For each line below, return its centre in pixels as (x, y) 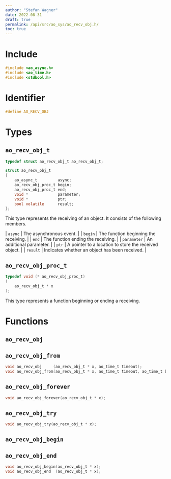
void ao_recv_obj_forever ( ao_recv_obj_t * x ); (55, 398)
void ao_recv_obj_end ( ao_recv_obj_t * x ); (53, 472)
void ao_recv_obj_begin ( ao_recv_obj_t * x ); (53, 467)
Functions (27, 321)
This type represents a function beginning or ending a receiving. (73, 301)
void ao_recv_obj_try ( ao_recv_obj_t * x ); (51, 424)
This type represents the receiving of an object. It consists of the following (83, 218)
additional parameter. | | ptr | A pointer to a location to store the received (82, 245)
